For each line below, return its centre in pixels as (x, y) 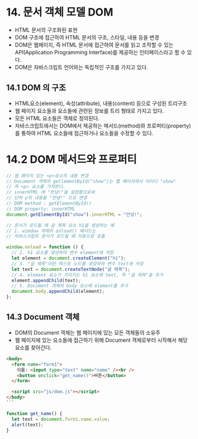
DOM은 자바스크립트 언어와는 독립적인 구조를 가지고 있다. (81, 67)
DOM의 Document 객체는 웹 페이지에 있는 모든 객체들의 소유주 (87, 332)
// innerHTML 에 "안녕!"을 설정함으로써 (51, 192)
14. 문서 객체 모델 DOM (60, 12)
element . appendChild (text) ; (46, 280)
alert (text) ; (28, 425)
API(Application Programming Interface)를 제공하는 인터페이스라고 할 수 (100, 52)
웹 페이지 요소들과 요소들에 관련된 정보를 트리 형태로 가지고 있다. (89, 110)
